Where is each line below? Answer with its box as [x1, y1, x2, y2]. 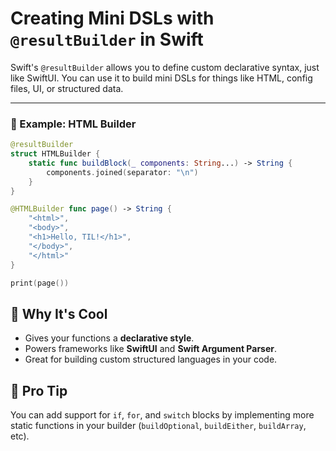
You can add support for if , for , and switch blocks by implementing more [10, 409, 315, 421]
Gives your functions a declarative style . [24, 332, 195, 344]
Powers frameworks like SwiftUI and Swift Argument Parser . [24, 343, 278, 355]
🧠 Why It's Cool [10, 305, 108, 322]
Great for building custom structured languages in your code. [24, 353, 278, 366]
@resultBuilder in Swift [10, 28, 204, 51]
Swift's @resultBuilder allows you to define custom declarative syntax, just [10, 61, 320, 73]
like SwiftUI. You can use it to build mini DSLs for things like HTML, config [10, 72, 313, 84]
